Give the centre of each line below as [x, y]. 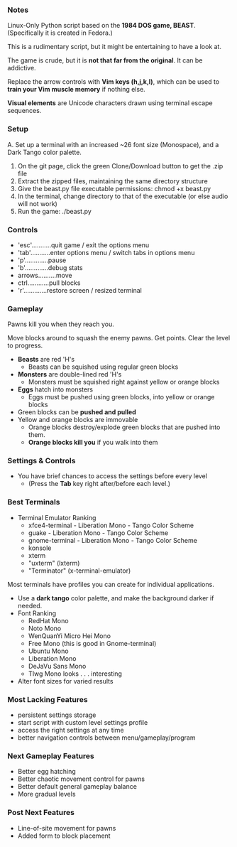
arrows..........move [45, 275]
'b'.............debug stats [50, 267]
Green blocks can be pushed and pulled [77, 412]
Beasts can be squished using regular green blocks [103, 367]
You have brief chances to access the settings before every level [112, 476]
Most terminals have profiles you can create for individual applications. [111, 584]
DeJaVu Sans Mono [57, 666]
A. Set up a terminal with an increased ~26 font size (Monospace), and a [113, 144]
